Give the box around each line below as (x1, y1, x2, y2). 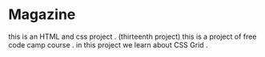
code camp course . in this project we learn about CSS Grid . (8, 40, 208, 49)
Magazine (8, 6, 76, 24)
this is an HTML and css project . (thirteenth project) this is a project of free (8, 32, 257, 41)
